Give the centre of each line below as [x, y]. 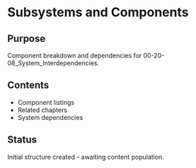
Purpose [27, 39]
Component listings [46, 102]
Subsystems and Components [98, 12]
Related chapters [42, 110]
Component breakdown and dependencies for [75, 55]
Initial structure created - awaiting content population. [86, 157]
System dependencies [50, 117]
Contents [28, 85]
